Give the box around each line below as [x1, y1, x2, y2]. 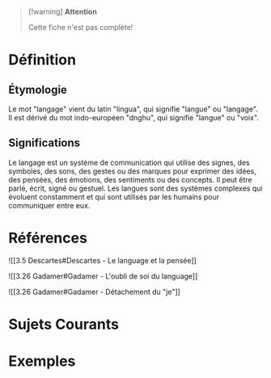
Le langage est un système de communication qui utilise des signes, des [8, 157, 250, 167]
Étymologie [8, 82, 67, 96]
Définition [8, 51, 77, 69]
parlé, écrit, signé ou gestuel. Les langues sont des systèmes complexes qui [8, 183, 263, 193]
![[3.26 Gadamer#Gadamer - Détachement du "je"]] [8, 287, 180, 296]
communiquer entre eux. [8, 200, 91, 210]
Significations [8, 136, 81, 150]
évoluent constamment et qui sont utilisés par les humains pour [8, 191, 220, 201]
